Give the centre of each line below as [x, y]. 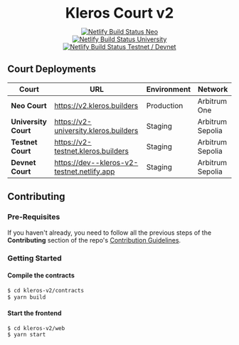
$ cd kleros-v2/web [36, 328]
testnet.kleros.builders [92, 151]
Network [213, 89]
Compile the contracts [41, 275]
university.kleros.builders [96, 130]
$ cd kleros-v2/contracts [46, 290]
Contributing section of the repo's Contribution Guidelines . [94, 240]
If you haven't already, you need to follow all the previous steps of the [110, 233]
